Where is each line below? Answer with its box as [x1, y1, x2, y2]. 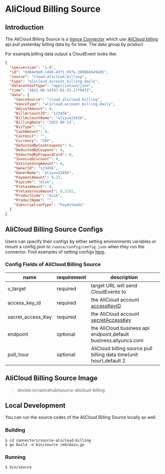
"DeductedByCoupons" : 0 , [14, 147, 65, 152]
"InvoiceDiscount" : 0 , [14, 157, 60, 162]
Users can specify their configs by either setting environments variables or [5, 238, 156, 244]
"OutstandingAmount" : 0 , [14, 161, 65, 166]
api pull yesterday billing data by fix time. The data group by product [5, 41, 143, 47]
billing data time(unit [90, 351, 138, 358]
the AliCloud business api [90, 324, 150, 331]
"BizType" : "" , [14, 125, 45, 130]
